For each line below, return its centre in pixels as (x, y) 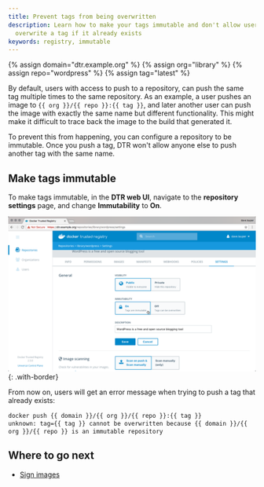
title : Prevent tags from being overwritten (82, 16)
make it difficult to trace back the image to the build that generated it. (120, 122)
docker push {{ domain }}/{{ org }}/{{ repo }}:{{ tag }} (105, 416)
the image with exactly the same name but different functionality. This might (131, 113)
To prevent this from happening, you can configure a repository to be (120, 137)
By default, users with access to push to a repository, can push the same (126, 88)
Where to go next (51, 456)
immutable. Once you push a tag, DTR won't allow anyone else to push (123, 145)
